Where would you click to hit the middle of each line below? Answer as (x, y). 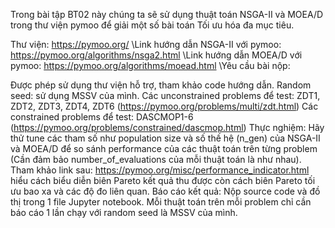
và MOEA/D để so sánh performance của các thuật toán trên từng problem (164, 148)
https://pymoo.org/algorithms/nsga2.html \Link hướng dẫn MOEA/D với (156, 55)
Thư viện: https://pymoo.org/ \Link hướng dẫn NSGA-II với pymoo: (146, 44)
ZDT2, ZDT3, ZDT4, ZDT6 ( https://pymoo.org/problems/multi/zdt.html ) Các (164, 106)
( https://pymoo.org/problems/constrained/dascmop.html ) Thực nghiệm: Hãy (167, 127)
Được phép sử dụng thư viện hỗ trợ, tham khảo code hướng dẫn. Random (161, 85)
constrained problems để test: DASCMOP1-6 (102, 117)
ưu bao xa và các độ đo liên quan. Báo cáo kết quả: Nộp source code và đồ (165, 191)
